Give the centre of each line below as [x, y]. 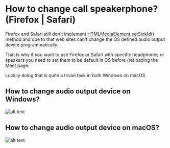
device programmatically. [32, 44]
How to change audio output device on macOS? [82, 128]
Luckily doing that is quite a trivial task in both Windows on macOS [75, 75]
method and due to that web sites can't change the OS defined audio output [85, 39]
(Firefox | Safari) [41, 20]
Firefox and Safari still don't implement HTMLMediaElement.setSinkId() [80, 34]
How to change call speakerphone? [82, 9]
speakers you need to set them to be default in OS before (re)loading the [82, 60]
